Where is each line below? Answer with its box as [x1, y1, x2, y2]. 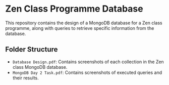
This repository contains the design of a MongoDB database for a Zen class [5, 20, 162, 26]
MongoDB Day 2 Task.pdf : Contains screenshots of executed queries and [12, 69, 162, 75]
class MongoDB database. [12, 64, 68, 70]
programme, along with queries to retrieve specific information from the [5, 25, 154, 31]
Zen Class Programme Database [5, 3, 143, 15]
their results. [12, 74, 39, 81]
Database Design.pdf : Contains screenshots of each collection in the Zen [12, 59, 164, 65]
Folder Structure [5, 45, 58, 54]
